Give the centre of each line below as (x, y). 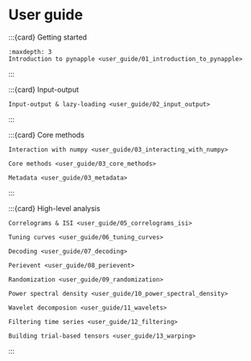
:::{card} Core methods (46, 135)
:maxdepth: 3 (30, 52)
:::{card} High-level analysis (54, 208)
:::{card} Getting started (47, 37)
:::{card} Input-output (43, 89)
